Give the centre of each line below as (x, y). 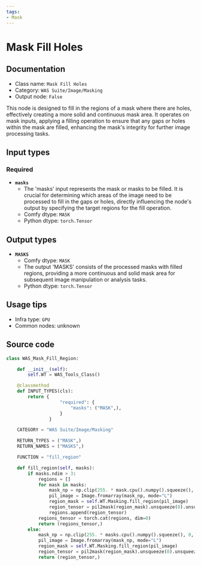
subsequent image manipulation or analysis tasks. (85, 279)
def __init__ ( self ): (42, 369)
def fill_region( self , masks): (56, 468)
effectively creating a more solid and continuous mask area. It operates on (98, 114)
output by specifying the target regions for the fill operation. (98, 208)
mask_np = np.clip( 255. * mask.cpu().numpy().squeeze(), (121, 490)
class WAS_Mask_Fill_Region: (42, 358)
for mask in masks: (62, 485)
